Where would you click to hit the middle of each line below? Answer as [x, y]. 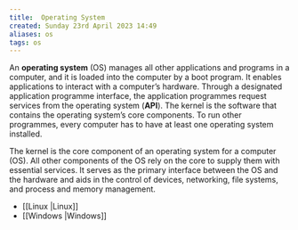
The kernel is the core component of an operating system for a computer [143, 152]
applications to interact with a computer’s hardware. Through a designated [146, 86]
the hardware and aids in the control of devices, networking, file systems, [144, 180]
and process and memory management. [82, 189]
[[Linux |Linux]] [50, 207]
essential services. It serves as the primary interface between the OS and [144, 170]
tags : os [25, 42]
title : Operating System [57, 17]
